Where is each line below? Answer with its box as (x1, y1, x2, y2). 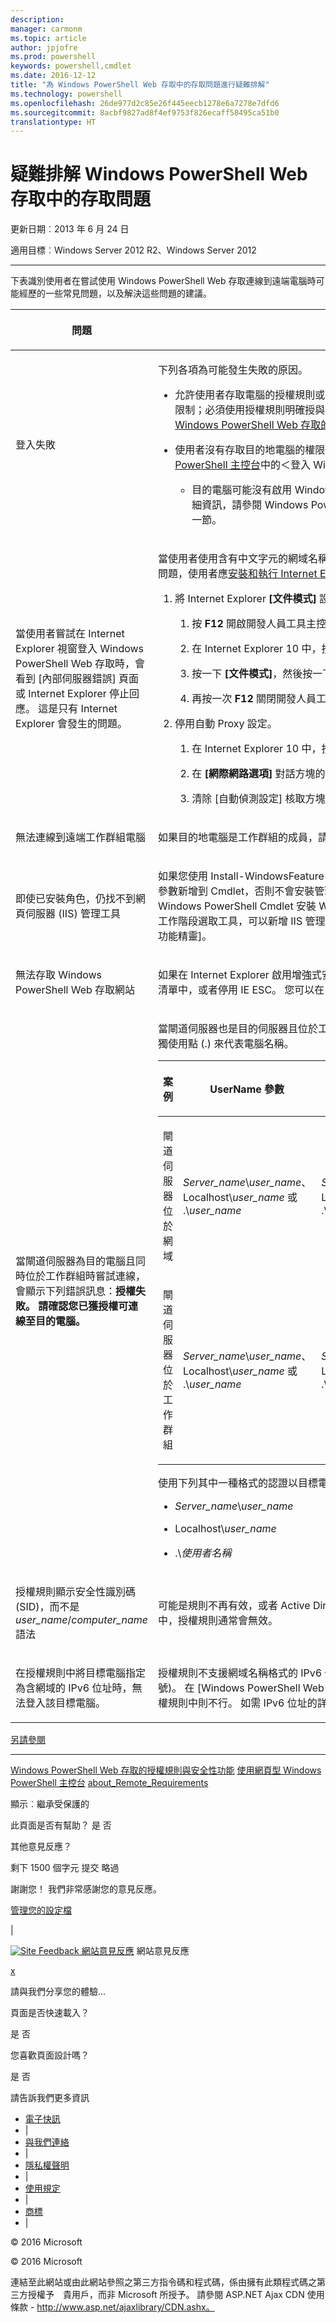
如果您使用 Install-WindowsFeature (157, 869, 325, 883)
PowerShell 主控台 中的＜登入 (174, 458, 311, 472)
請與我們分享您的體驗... (10, 1986, 107, 1998)
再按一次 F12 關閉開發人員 (191, 692, 317, 706)
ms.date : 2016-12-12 (10, 71, 97, 81)
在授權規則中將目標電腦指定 (15, 1666, 147, 1680)
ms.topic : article (10, 33, 87, 43)
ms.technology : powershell (10, 89, 123, 99)
